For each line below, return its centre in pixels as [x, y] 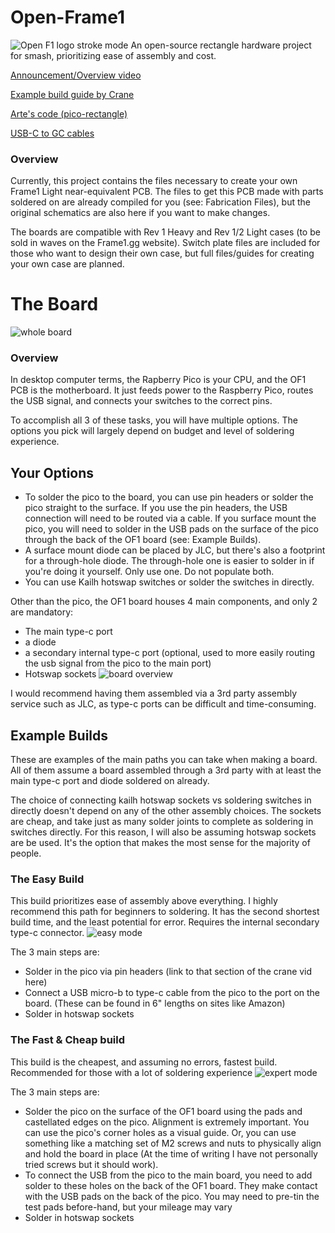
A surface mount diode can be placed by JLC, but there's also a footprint [175, 550]
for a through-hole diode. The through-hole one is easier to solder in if [169, 561]
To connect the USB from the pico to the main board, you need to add [168, 1175]
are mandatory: [42, 612]
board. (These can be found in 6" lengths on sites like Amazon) [155, 1003]
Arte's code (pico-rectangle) [69, 113]
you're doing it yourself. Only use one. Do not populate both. [149, 572]
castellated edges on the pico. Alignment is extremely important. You [167, 1122]
